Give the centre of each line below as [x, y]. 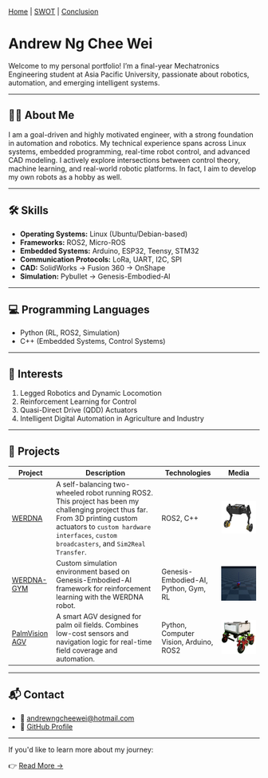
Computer [178, 634]
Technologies [188, 472]
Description [105, 472]
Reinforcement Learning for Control [78, 401]
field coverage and [87, 650]
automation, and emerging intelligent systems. [84, 82]
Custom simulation [86, 563]
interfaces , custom [86, 535]
